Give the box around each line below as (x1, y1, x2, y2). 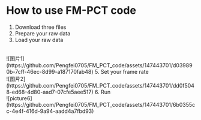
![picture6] (6, 94, 32, 102)
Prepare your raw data (14, 29, 71, 37)
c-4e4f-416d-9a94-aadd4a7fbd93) (6, 107, 94, 115)
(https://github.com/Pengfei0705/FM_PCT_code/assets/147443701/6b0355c (6, 101, 196, 108)
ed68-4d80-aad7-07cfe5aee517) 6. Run (11, 88, 111, 95)
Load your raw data (14, 36, 64, 43)
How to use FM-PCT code (6, 4, 137, 17)
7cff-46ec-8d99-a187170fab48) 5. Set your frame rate (14, 68, 149, 75)
